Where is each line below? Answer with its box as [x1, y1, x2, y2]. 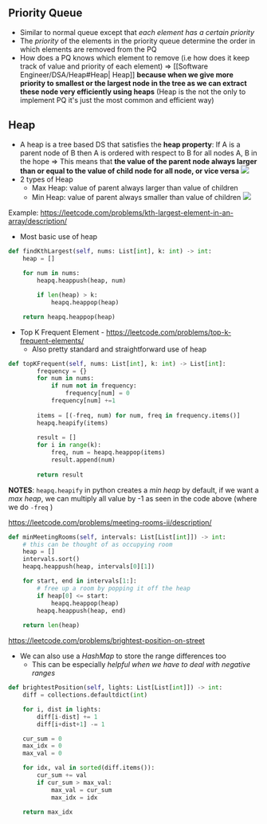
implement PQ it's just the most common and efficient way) [19, 95, 214, 104]
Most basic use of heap [19, 231, 98, 241]
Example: [8, 207, 39, 218]
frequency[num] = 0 [65, 390, 130, 398]
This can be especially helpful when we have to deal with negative [31, 660, 251, 669]
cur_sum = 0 [22, 735, 62, 743]
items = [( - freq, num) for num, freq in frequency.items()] [37, 411, 241, 419]
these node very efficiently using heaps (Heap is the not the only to [19, 87, 246, 96]
